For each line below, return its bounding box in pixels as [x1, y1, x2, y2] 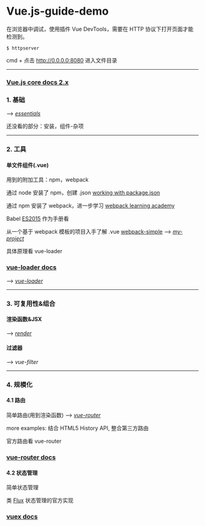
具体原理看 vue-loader [6, 248, 63, 255]
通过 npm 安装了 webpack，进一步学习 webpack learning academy [6, 202, 175, 209]
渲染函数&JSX [6, 316, 42, 323]
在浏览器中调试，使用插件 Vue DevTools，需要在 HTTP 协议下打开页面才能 [6, 25, 194, 32]
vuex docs [6, 513, 38, 521]
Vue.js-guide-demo [6, 4, 109, 18]
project [6, 235, 24, 242]
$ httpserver [6, 45, 40, 51]
